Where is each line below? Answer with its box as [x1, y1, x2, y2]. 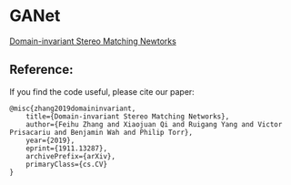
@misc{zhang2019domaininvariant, [9, 104, 136, 113]
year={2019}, [25, 136, 75, 145]
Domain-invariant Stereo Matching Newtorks [9, 36, 177, 46]
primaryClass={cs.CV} [25, 159, 107, 169]
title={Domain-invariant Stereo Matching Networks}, [25, 111, 230, 121]
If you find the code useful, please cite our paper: [9, 86, 196, 97]
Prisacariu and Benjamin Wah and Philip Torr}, [9, 128, 194, 137]
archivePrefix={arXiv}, [25, 151, 116, 160]
